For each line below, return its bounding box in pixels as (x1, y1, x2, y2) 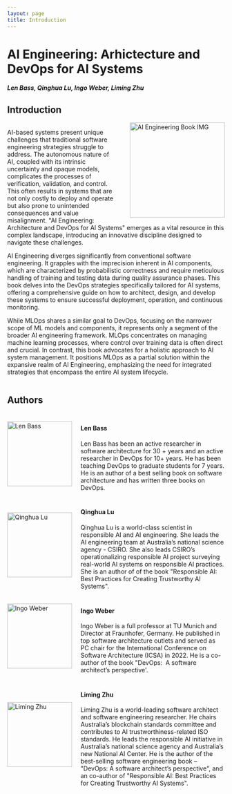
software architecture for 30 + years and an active (80, 446, 224, 455)
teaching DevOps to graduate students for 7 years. (80, 461, 224, 470)
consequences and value (7, 209, 79, 218)
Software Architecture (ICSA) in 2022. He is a (80, 651, 210, 660)
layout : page (7, 10, 45, 17)
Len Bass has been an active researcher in (80, 439, 202, 448)
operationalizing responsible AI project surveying (80, 553, 220, 561)
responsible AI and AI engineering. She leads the (80, 531, 220, 539)
